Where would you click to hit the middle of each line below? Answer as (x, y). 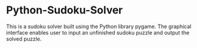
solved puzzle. (24, 39)
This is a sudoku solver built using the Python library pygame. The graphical (99, 26)
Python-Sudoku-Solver (64, 10)
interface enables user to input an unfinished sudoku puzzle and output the (98, 32)
